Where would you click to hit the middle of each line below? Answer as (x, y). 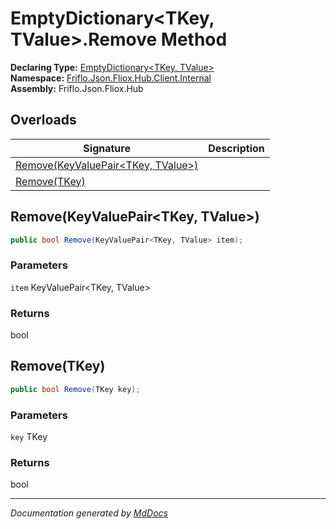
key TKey (29, 437)
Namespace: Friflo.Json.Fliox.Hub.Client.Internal (111, 78)
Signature (107, 148)
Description (236, 148)
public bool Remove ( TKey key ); (75, 389)
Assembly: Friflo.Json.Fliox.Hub (77, 88)
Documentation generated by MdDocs (89, 513)
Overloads (43, 120)
